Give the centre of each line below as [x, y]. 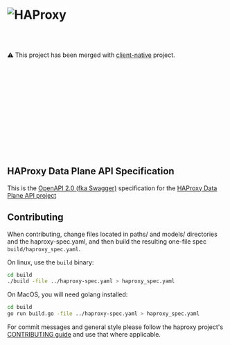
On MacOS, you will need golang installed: [68, 294]
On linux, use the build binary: [51, 262]
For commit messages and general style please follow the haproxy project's [115, 327]
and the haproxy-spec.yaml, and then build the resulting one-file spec [107, 241]
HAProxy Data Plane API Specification [91, 171]
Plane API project [32, 195]
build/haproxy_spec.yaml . [44, 249]
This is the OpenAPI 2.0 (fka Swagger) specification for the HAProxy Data [112, 188]
